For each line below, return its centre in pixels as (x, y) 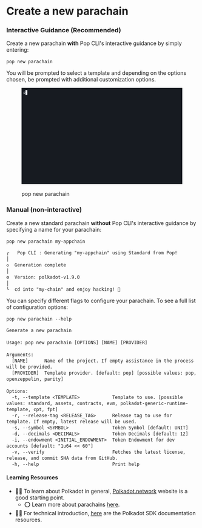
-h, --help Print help (76, 464)
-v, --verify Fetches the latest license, (99, 452)
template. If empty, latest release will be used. (72, 422)
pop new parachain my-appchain (46, 241)
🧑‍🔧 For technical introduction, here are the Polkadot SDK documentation (105, 513)
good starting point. (40, 498)
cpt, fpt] (46, 409)
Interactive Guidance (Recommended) (64, 30)
